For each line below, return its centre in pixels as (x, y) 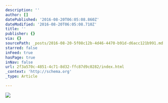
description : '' (22, 10)
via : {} (14, 39)
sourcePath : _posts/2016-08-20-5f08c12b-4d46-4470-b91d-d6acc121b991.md (84, 43)
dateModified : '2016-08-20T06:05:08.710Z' (51, 24)
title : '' (16, 29)
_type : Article (21, 76)
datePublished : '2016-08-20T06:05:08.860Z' (52, 19)
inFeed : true (19, 53)
